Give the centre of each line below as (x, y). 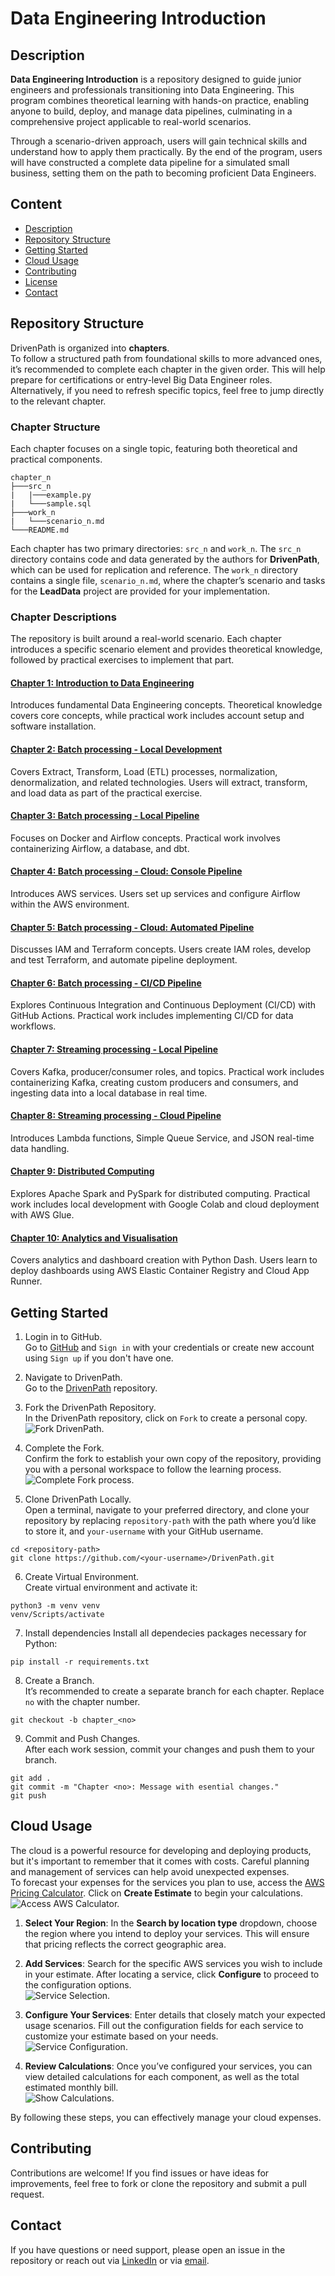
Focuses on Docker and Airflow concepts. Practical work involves (145, 838)
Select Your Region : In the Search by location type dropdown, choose (171, 1923)
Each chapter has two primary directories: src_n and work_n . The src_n (156, 548)
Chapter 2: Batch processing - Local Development (116, 749)
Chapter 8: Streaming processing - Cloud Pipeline (116, 1116)
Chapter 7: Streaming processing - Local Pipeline (114, 1049)
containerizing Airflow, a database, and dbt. (100, 848)
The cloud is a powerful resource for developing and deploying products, (161, 1850)
